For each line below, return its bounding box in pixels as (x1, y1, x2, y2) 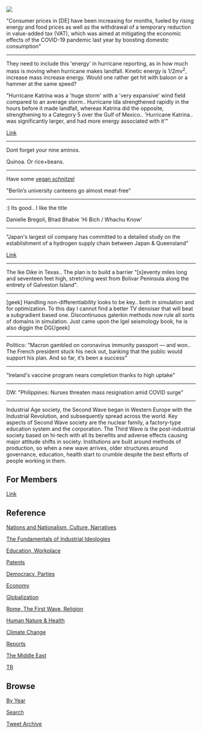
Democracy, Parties (6, 571, 55, 578)
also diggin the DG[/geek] (6, 324, 70, 331)
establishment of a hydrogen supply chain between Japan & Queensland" (6, 239, 189, 247)
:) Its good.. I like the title (6, 204, 67, 211)
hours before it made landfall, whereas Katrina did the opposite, (6, 105, 164, 112)
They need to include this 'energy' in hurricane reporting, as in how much (6, 60, 188, 67)
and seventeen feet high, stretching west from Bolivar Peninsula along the (6, 275, 189, 282)
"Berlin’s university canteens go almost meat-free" (6, 186, 131, 194)
